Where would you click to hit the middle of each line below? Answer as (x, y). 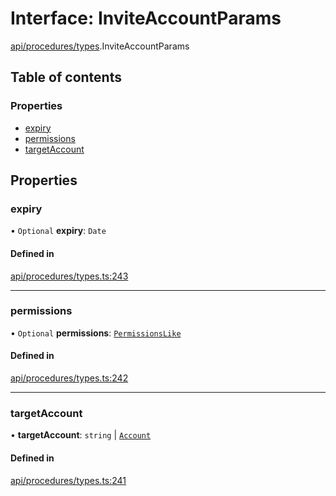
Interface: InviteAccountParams (146, 18)
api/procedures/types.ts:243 (69, 276)
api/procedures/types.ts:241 (68, 480)
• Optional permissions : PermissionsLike (96, 333)
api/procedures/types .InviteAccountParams (100, 46)
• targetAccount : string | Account (81, 435)
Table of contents (66, 77)
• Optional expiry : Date (58, 231)
